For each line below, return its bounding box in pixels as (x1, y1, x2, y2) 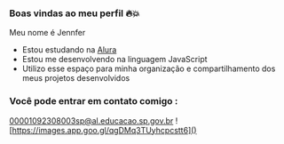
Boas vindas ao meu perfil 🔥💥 (9, 7, 140, 20)
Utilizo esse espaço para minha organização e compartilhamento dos (21, 63, 276, 74)
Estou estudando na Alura (21, 44, 117, 55)
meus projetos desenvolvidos (21, 73, 130, 84)
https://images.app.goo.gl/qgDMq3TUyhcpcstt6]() (12, 124, 197, 135)
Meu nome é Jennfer (9, 28, 86, 38)
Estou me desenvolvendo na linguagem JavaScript (21, 54, 208, 65)
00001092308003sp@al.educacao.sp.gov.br (9, 115, 174, 126)
